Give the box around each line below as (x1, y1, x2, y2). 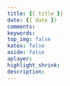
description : (7, 68, 45, 75)
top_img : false (7, 36, 51, 43)
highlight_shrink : (7, 62, 60, 69)
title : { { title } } (7, 10, 64, 17)
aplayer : (7, 55, 33, 62)
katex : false (7, 42, 45, 49)
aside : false (7, 49, 45, 56)
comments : (7, 23, 36, 30)
